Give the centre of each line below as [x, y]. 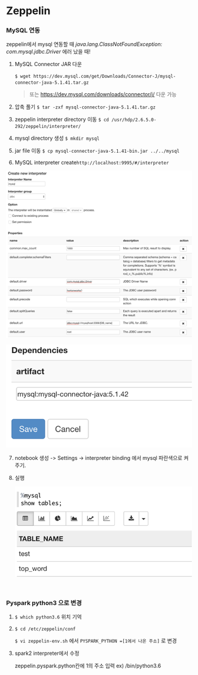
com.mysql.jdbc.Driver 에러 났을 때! [48, 52]
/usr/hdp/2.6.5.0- [134, 120]
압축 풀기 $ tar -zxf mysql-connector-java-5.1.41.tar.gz [85, 107]
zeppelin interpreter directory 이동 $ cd [62, 120]
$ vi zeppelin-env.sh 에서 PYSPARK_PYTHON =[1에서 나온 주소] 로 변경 [96, 640]
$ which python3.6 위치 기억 [48, 617]
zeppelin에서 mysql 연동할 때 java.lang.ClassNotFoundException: [84, 44]
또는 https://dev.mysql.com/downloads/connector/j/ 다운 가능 [103, 94]
